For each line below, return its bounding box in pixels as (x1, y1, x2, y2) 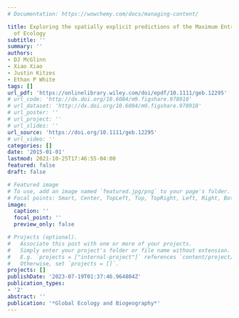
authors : (7, 50, 33, 57)
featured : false (7, 162, 55, 169)
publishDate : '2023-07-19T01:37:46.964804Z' (7, 273, 142, 280)
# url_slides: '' (7, 122, 59, 129)
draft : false (7, 168, 46, 175)
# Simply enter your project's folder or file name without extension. (7, 246, 231, 254)
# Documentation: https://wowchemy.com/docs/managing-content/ (7, 10, 199, 18)
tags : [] (7, 82, 33, 89)
